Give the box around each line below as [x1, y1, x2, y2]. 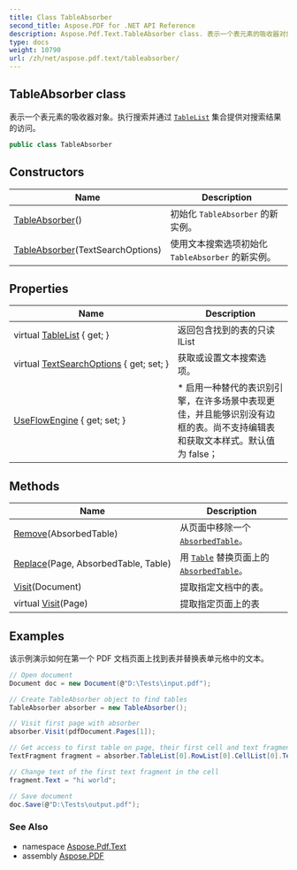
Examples [9, 628, 65, 643]
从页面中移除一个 [179, 521, 251, 534]
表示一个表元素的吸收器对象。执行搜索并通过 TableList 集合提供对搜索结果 [9, 112, 282, 122]
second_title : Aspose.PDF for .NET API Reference [9, 21, 196, 30]
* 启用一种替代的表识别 [177, 381, 275, 394]
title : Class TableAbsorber [9, 12, 113, 22]
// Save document [9, 791, 73, 801]
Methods [9, 479, 60, 494]
